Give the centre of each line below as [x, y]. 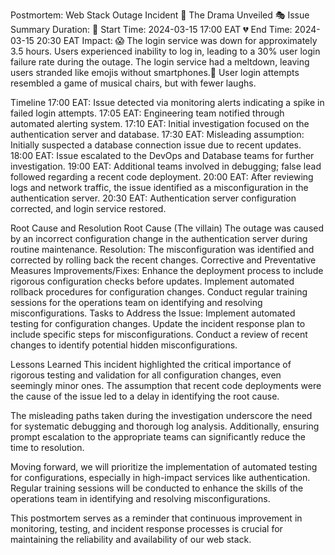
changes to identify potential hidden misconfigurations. [124, 345]
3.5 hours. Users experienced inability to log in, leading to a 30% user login [165, 51]
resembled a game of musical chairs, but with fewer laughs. [133, 83]
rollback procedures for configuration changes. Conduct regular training [159, 292]
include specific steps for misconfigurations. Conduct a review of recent [159, 334]
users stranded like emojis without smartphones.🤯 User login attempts [155, 72]
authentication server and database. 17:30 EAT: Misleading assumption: [157, 134]
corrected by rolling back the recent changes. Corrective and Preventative [163, 260]
